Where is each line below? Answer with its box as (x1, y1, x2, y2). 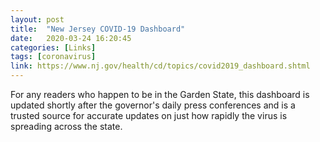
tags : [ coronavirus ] (10, 52, 97, 62)
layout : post (10, 14, 65, 25)
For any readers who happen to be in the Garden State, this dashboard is (10, 89, 310, 100)
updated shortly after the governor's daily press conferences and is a (10, 99, 296, 111)
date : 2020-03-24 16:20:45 (10, 33, 132, 43)
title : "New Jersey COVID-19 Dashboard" (10, 24, 186, 34)
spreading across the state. (10, 121, 123, 132)
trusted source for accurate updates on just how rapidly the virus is (10, 110, 288, 121)
